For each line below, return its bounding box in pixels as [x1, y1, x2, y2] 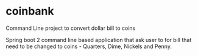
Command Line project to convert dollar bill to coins [5, 24, 136, 32]
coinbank [5, 4, 54, 18]
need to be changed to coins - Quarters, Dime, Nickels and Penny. [5, 43, 172, 50]
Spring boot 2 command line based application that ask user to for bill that [5, 36, 192, 43]
